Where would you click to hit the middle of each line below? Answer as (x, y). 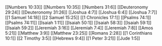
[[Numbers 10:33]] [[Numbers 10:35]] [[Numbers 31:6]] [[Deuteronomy (77, 7)
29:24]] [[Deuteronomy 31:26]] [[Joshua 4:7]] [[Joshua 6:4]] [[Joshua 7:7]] (81, 12)
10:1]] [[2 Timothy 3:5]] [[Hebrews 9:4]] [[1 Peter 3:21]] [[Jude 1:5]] (73, 38)
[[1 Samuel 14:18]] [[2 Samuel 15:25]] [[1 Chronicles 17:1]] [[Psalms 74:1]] (78, 17)
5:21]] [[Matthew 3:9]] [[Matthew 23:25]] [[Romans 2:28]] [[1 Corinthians (79, 33)
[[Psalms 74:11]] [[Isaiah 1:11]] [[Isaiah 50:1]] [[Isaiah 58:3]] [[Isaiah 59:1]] (78, 23)
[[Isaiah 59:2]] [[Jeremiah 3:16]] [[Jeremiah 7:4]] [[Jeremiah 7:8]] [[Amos (79, 28)
